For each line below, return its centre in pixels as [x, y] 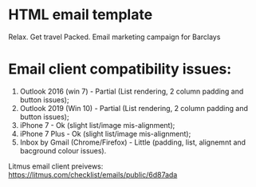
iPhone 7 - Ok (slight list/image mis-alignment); [97, 125]
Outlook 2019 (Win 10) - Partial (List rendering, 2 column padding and [134, 108]
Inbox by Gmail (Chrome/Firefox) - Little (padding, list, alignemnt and [132, 142]
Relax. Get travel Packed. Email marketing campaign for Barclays [114, 37]
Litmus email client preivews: [56, 166]
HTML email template [81, 15]
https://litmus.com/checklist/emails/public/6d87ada [93, 174]
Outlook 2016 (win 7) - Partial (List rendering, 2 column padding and [132, 91]
